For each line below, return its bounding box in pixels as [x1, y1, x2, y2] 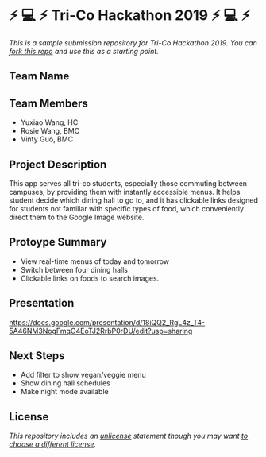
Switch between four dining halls [20, 265, 128, 274]
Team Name [9, 69, 70, 83]
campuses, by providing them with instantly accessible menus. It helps [9, 187, 241, 196]
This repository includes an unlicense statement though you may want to [9, 431, 249, 441]
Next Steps [9, 349, 65, 362]
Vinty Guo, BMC [20, 134, 74, 144]
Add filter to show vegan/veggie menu [20, 370, 146, 380]
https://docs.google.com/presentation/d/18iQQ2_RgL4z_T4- [9, 317, 206, 327]
